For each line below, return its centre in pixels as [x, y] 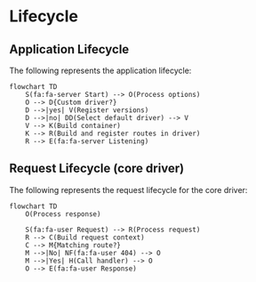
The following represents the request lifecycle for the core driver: [128, 189]
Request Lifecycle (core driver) [97, 169]
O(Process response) [63, 214]
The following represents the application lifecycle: [100, 70]
